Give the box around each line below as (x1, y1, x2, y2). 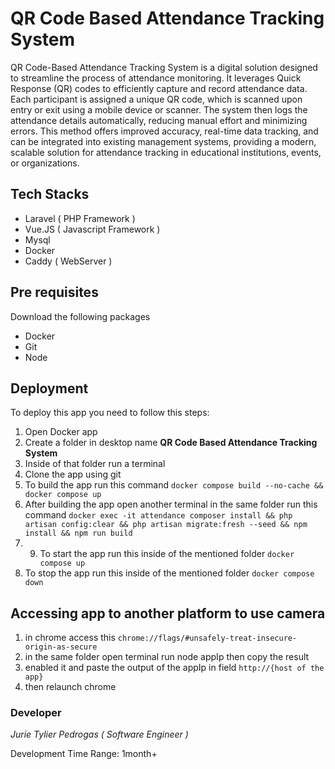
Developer (10, 706, 62, 720)
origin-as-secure (24, 642, 98, 652)
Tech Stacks (10, 186, 90, 203)
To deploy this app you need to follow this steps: (10, 407, 210, 419)
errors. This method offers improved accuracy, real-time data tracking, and (10, 125, 319, 137)
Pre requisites (10, 284, 99, 301)
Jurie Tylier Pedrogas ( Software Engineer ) (10, 728, 189, 741)
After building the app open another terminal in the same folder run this (24, 498, 318, 511)
